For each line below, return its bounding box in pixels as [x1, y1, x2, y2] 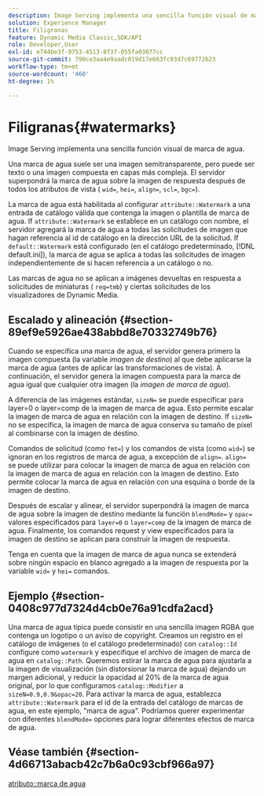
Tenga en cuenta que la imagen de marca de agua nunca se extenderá [8, 550, 237, 559]
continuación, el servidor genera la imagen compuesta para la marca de [8, 372, 241, 381]
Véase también [8, 746, 84, 759]
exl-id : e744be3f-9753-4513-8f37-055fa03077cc [8, 48, 163, 56]
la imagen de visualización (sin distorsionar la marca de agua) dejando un [8, 665, 246, 674]
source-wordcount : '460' [8, 70, 90, 78]
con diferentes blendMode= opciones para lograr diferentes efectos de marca [8, 714, 255, 724]
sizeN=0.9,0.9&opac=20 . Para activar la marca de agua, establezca [8, 690, 222, 699]
